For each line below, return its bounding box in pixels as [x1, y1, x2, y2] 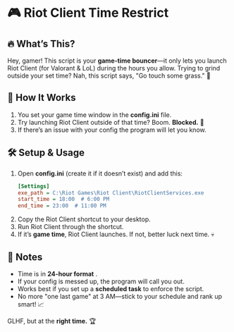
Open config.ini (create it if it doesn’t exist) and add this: [17, 169, 183, 178]
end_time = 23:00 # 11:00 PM [17, 202, 107, 209]
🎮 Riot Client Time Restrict [7, 5, 169, 21]
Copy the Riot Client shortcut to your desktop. [17, 215, 152, 223]
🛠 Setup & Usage [7, 147, 85, 159]
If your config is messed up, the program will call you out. [17, 277, 185, 285]
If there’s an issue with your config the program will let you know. [17, 125, 207, 134]
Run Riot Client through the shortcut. [17, 223, 124, 231]
